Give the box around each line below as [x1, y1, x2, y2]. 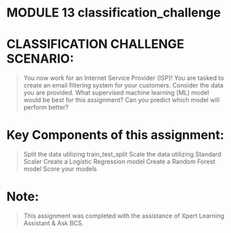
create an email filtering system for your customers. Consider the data [23, 81, 224, 90]
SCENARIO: [6, 51, 74, 67]
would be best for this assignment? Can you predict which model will [23, 96, 220, 104]
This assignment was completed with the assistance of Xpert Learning [23, 212, 225, 220]
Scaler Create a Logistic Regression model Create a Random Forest [23, 157, 216, 166]
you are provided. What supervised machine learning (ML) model [23, 88, 210, 97]
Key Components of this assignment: [6, 128, 225, 143]
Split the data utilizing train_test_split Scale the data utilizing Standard [23, 150, 222, 159]
